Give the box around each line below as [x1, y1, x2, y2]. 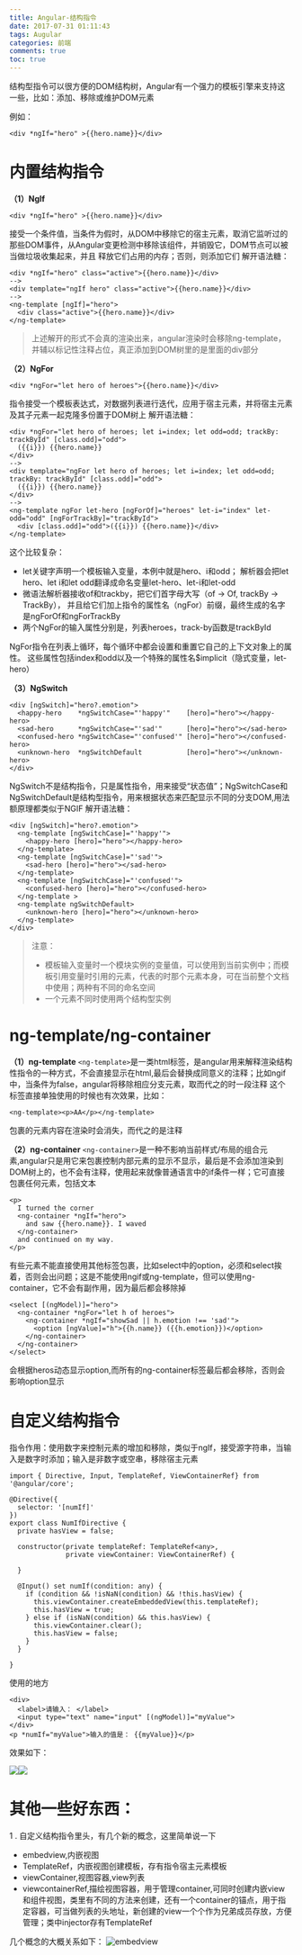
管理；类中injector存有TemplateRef [22, 1916, 153, 1927]
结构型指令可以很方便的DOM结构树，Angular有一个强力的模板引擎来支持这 [9, 81, 286, 91]
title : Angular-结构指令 [9, 13, 97, 23]
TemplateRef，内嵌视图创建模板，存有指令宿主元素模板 [22, 1860, 227, 1871]
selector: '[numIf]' [17, 1502, 94, 1512]
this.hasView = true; [32, 1605, 115, 1614]
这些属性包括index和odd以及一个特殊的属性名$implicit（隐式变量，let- [26, 652, 288, 662]
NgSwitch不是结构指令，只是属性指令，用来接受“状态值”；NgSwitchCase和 [9, 780, 289, 791]
